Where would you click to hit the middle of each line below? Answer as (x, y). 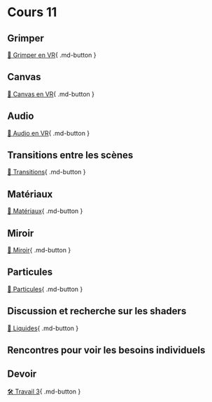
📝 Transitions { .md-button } (47, 172)
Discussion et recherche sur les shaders (97, 311)
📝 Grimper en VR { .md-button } (52, 55)
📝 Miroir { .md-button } (39, 250)
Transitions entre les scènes (70, 155)
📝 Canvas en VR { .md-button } (51, 94)
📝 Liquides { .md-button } (43, 328)
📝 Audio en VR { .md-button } (49, 133)
